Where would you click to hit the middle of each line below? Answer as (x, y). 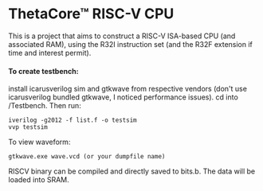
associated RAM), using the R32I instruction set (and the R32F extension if (131, 44)
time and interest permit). (50, 53)
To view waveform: (39, 142)
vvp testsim (28, 127)
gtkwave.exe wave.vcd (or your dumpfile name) (87, 157)
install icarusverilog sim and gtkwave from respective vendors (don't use (128, 89)
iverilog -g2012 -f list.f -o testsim (73, 120)
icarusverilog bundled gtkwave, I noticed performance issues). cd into (124, 97)
